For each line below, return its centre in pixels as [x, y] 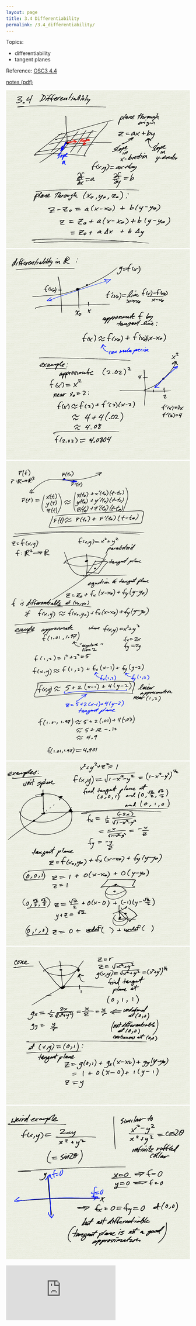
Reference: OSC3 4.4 [32, 71]
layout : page [22, 12]
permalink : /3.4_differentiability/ [50, 25]
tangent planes [32, 60]
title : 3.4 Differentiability [43, 18]
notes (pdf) [20, 82]
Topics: [15, 42]
